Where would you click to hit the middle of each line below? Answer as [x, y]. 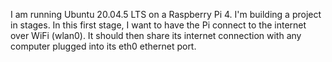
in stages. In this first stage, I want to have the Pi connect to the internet [158, 25]
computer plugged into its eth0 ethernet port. [103, 46]
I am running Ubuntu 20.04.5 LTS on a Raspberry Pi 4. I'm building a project [166, 14]
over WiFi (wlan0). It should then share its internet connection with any [156, 35]
